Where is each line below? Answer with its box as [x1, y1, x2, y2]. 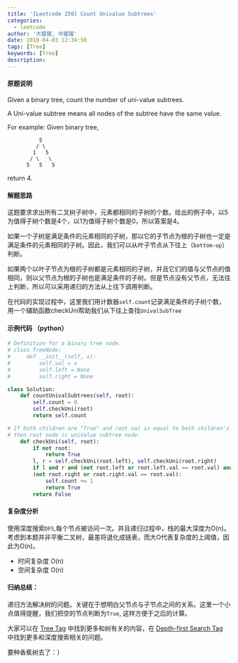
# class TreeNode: [7, 346, 62, 354]
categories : [7, 17, 42, 24]
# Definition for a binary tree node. [7, 340, 122, 347]
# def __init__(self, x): [7, 353, 97, 361]
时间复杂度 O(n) [17, 557, 64, 565]
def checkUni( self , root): [20, 438, 100, 445]
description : [7, 57, 46, 64]
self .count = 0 [33, 399, 78, 406]
